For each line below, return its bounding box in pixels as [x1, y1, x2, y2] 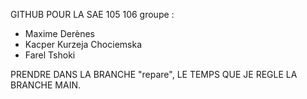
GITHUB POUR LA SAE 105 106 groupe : [10, 9, 175, 20]
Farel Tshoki [24, 49, 76, 61]
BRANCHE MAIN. [10, 79, 82, 91]
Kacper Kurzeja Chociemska [24, 39, 143, 50]
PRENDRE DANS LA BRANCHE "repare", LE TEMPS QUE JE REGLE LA [10, 69, 298, 80]
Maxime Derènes [24, 28, 95, 39]
